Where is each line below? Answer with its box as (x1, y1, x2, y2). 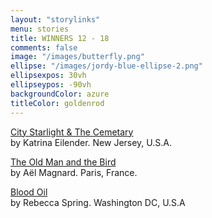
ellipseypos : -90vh (10, 80, 92, 90)
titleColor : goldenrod (10, 98, 105, 108)
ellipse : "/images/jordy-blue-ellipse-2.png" (10, 61, 203, 71)
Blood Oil (10, 186, 48, 198)
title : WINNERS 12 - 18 (10, 33, 110, 43)
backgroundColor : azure (10, 89, 110, 99)
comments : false (10, 42, 78, 53)
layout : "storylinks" (10, 14, 101, 25)
